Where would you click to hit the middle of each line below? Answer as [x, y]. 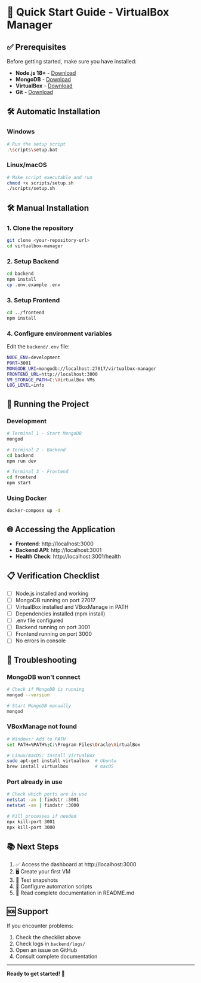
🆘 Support [27, 911]
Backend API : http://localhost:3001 [58, 550]
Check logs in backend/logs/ [50, 944]
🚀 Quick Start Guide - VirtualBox [88, 12]
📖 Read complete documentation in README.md [75, 893]
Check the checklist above [48, 938]
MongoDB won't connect [44, 677]
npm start [19, 483]
